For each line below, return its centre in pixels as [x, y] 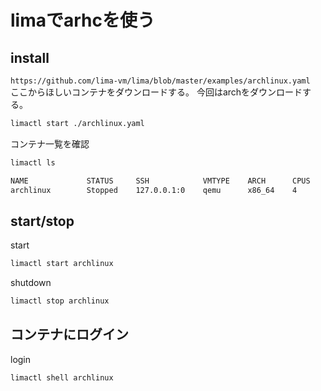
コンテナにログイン [69, 334]
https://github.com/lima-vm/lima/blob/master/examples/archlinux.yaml [160, 81]
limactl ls [33, 162]
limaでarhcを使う [82, 20]
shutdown [31, 283]
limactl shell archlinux [62, 377]
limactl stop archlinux [60, 301]
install [30, 57]
